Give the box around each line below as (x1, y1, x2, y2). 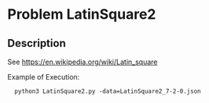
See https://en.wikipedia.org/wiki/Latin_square (7, 57, 158, 66)
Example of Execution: (7, 73, 80, 81)
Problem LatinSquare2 (7, 5, 156, 23)
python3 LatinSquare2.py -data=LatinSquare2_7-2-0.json (14, 87, 201, 95)
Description (7, 37, 66, 50)
